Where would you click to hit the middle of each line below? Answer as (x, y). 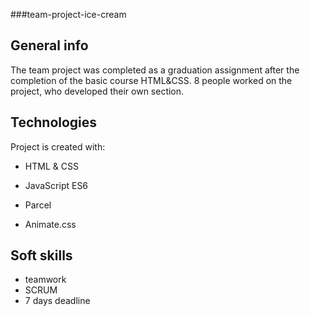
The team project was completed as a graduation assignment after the (155, 70)
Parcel (38, 205)
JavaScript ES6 (56, 185)
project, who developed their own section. (97, 91)
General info (49, 45)
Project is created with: (58, 146)
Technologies (54, 122)
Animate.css (50, 224)
